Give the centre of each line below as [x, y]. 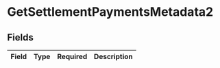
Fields [21, 37]
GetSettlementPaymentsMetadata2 [110, 12]
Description [113, 57]
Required [72, 57]
